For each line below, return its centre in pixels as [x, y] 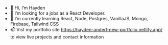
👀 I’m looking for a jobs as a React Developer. [58, 13]
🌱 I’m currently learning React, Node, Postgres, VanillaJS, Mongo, [79, 18]
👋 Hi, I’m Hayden [28, 8]
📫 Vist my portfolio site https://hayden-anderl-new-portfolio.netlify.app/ [86, 30]
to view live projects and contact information [57, 37]
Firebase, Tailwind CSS [34, 24]
